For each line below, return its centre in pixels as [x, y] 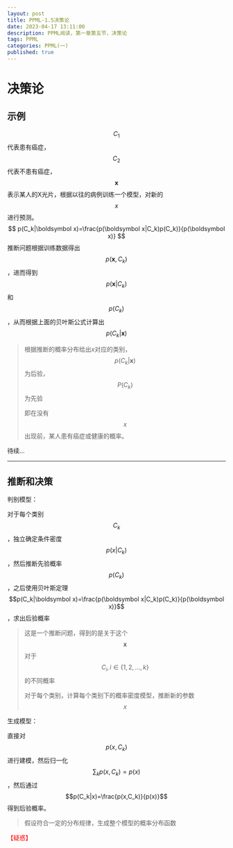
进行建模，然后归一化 [37, 761]
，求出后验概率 [28, 618]
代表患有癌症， [28, 147]
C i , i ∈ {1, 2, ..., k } [125, 668]
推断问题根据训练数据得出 [44, 248]
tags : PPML [23, 40]
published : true [31, 53]
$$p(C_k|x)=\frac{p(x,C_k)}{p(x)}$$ [116, 796]
